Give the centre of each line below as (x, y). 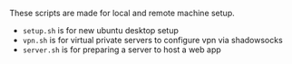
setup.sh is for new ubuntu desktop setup (101, 30)
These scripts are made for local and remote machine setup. (122, 13)
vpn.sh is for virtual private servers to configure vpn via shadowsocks (152, 40)
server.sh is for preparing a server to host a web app (122, 50)
